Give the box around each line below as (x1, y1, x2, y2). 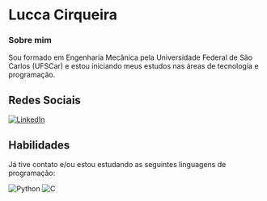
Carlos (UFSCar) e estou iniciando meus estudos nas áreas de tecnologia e (8, 61, 259, 71)
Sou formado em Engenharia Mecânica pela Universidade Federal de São (8, 52, 253, 62)
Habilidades (8, 138, 70, 152)
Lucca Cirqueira (8, 6, 118, 24)
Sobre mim (8, 35, 53, 46)
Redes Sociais (8, 93, 81, 107)
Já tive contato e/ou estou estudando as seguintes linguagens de (8, 160, 227, 170)
